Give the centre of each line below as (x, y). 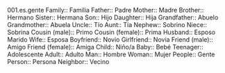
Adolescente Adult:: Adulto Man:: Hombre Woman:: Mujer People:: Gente (111, 54)
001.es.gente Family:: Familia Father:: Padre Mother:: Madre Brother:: (106, 10)
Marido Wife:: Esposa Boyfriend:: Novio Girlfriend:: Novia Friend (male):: (110, 40)
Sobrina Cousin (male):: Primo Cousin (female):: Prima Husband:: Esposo (111, 32)
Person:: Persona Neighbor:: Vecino (58, 62)
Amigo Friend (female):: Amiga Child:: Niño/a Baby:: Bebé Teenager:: (105, 47)
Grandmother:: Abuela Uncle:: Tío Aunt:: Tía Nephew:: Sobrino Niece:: (107, 25)
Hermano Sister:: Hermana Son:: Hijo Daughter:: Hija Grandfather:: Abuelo (113, 17)
